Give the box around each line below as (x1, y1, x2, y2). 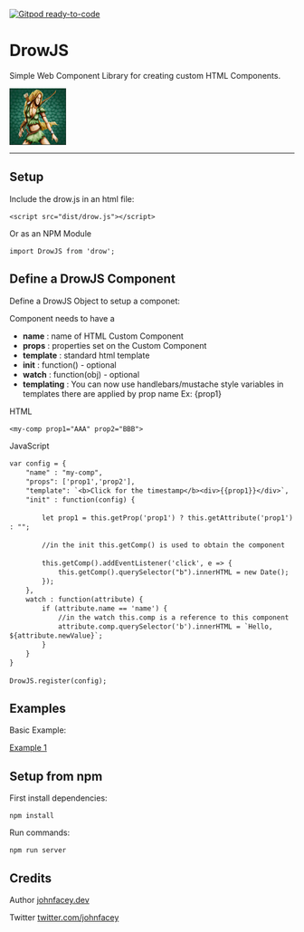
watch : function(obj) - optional (22, 369, 140, 380)
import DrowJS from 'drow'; (9, 246, 116, 255)
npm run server (9, 846, 67, 855)
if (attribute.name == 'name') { (42, 603, 168, 613)
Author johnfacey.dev (9, 895, 90, 905)
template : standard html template (22, 350, 150, 360)
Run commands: (9, 827, 71, 838)
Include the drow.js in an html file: (9, 193, 135, 204)
